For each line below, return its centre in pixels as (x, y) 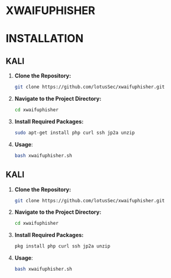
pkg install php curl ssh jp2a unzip (62, 246)
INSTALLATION (44, 39)
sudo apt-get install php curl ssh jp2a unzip (75, 133)
